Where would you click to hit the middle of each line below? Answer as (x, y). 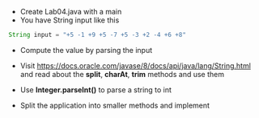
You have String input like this (70, 20)
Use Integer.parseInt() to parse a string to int (96, 90)
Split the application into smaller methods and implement (115, 105)
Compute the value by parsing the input (86, 50)
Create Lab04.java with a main (71, 12)
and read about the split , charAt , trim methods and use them (122, 74)
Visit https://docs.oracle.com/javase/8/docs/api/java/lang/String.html (135, 65)
